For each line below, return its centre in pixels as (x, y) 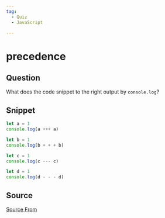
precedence (36, 56)
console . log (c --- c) (32, 161)
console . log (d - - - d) (35, 177)
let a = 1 (18, 124)
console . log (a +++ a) (32, 129)
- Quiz (19, 17)
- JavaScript (27, 22)
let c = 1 (18, 155)
